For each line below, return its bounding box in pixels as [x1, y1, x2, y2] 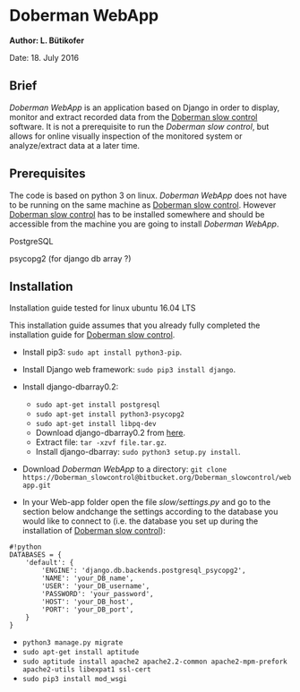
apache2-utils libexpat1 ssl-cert [21, 665, 151, 674]
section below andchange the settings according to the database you [21, 507, 279, 517]
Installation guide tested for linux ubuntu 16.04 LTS [9, 303, 196, 313]
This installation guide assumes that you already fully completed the [9, 320, 261, 331]
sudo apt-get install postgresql [35, 400, 161, 410]
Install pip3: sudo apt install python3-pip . [21, 346, 183, 358]
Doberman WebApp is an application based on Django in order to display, [9, 102, 280, 113]
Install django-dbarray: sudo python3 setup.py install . [35, 447, 241, 457]
